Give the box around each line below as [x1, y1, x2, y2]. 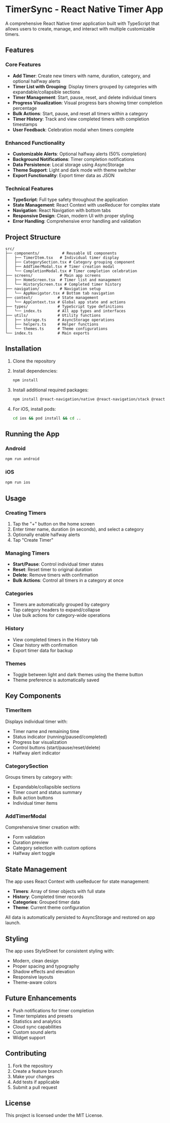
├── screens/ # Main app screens [5, 273, 101, 278]
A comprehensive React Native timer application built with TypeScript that [5, 20, 160, 26]
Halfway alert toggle [12, 850, 55, 856]
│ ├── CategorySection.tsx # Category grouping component [5, 260, 135, 265]
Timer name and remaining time [12, 728, 80, 734]
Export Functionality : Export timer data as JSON [12, 172, 115, 178]
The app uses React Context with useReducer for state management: [5, 878, 150, 884]
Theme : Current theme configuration [12, 905, 90, 911]
